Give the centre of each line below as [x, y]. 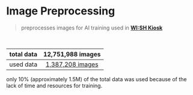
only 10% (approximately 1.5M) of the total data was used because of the [96, 79]
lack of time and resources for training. [54, 85]
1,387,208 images [72, 64]
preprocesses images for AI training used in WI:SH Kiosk [92, 28]
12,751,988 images [72, 54]
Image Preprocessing [61, 11]
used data [23, 64]
